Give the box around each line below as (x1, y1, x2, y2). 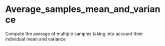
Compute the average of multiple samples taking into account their (5, 30, 143, 36)
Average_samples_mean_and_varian (5, 3, 160, 15)
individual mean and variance (5, 36, 66, 42)
